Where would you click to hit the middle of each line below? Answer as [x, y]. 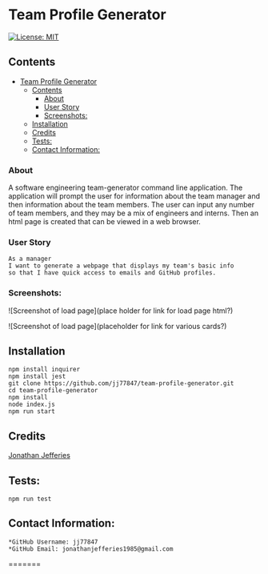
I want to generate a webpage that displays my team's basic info [121, 266]
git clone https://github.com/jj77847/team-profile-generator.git [121, 383]
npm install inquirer [44, 370]
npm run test [30, 499]
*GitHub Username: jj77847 [53, 542]
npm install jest [37, 377]
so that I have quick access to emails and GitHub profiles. [112, 273]
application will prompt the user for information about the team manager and [134, 196]
